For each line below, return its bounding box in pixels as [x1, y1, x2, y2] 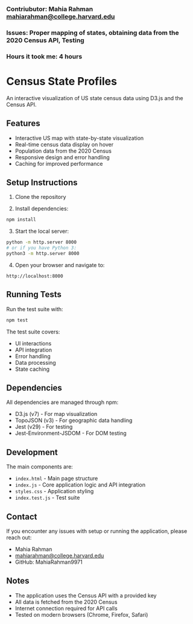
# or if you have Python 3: [6, 245, 77, 251]
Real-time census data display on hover [14, 140, 114, 148]
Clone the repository [14, 194, 66, 201]
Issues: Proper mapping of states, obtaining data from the [6, 28, 179, 37]
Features [6, 118, 40, 128]
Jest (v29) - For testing [14, 423, 73, 430]
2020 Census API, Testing [6, 36, 84, 44]
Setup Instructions [6, 177, 78, 188]
